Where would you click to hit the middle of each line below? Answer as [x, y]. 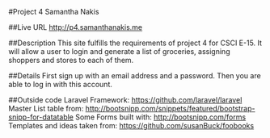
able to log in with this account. [61, 84]
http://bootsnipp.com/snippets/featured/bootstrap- [170, 109]
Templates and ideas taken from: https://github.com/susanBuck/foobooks [131, 125]
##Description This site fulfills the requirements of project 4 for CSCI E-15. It [135, 43]
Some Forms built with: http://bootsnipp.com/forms [161, 117]
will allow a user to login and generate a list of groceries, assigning [119, 51]
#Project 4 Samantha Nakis [54, 12]
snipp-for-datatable [41, 117]
